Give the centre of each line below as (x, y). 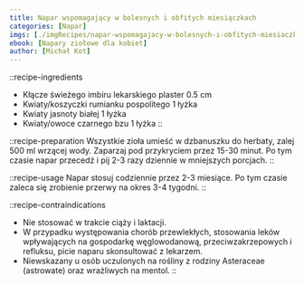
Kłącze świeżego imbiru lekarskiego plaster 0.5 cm (117, 95)
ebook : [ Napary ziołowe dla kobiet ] (78, 43)
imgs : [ (24, 34)
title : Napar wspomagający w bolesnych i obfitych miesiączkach (133, 18)
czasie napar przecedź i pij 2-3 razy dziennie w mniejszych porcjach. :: (142, 160)
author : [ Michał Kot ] (50, 52)
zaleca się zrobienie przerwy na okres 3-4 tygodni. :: (108, 187)
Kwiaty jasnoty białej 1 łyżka (74, 114)
